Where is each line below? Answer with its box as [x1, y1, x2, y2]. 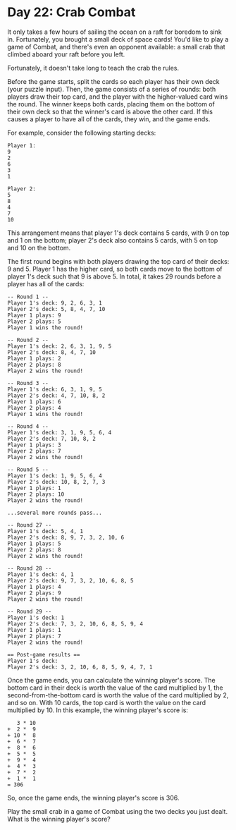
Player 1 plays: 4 [7, 583, 61, 590]
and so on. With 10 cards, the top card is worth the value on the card [7, 698, 206, 707]
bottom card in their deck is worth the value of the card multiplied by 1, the [7, 683, 223, 692]
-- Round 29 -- [7, 608, 52, 615]
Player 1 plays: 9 [7, 312, 61, 319]
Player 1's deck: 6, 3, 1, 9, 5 [7, 386, 102, 393]
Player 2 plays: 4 [7, 404, 61, 411]
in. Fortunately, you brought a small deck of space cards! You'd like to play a [7, 35, 229, 43]
